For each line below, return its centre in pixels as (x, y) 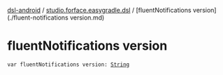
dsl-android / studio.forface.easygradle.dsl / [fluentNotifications (99, 10)
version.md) (87, 18)
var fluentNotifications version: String (69, 64)
